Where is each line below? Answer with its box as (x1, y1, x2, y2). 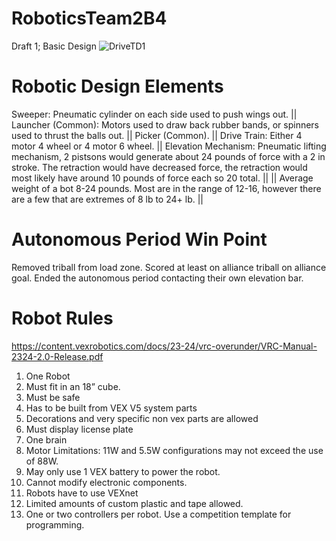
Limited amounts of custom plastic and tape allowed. (25, 497, 244, 509)
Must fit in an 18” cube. (25, 380, 121, 392)
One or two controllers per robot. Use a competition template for (25, 508, 292, 520)
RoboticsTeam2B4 (11, 7, 168, 30)
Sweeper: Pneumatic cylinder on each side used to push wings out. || (11, 108, 298, 120)
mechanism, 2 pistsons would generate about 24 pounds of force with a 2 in (11, 150, 326, 162)
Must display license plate (25, 423, 134, 435)
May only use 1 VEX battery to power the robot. (25, 465, 221, 477)
